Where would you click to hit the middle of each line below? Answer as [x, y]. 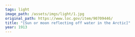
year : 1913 [16, 27]
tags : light [17, 9]
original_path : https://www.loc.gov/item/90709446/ [59, 18]
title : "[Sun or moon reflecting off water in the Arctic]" [68, 23]
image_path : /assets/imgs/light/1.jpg [45, 14]
